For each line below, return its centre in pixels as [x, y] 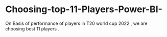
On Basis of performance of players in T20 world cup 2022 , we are [76, 23]
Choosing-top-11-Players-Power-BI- [84, 9]
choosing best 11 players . [32, 28]
